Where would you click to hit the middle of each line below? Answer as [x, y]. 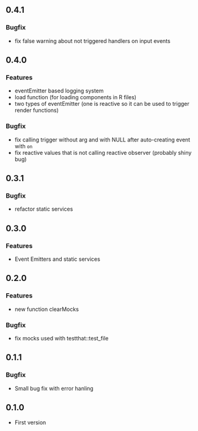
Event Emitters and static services [57, 259]
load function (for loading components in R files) [75, 97]
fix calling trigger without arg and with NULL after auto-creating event [102, 140]
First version [30, 422]
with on [24, 146]
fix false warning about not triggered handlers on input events [92, 41]
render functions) [37, 110]
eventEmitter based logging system [59, 91]
